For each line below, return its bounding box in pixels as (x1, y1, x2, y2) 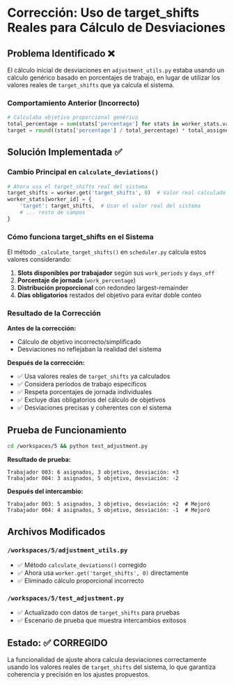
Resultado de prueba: (7, 456, 71, 464)
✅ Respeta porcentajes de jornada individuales (17, 388, 152, 396)
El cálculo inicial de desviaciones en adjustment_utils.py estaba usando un (7, 66, 225, 74)
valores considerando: (7, 255, 72, 264)
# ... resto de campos (19, 209, 86, 216)
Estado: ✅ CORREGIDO (7, 637, 108, 649)
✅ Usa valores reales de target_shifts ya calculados (17, 372, 171, 381)
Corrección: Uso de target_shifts (7, 5, 200, 21)
